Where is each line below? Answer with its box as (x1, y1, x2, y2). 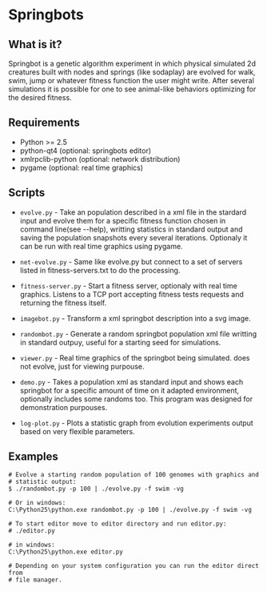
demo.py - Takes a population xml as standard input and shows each (19, 377, 244, 386)
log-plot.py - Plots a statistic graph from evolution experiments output (19, 418, 253, 428)
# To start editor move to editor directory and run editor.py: (8, 520, 227, 528)
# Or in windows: (8, 499, 66, 507)
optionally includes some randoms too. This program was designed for (19, 394, 253, 404)
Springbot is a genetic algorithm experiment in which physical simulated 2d (8, 58, 256, 68)
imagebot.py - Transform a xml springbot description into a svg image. (19, 313, 251, 323)
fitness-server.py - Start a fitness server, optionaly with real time (19, 280, 237, 290)
